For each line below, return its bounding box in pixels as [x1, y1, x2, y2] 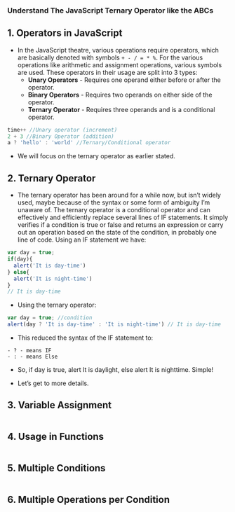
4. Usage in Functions [7, 431, 104, 443]
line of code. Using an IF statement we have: [17, 235, 147, 244]
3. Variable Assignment [7, 399, 112, 411]
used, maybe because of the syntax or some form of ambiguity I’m [17, 198, 210, 207]
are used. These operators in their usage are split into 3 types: [17, 68, 198, 76]
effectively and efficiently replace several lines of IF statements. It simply [17, 213, 229, 222]
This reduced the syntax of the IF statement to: [17, 333, 154, 342]
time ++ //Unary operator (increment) [7, 126, 118, 133]
